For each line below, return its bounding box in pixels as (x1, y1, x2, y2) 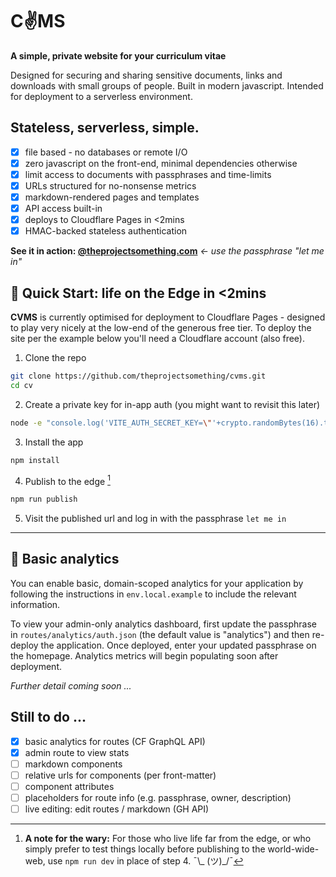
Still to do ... (10, 709, 87, 726)
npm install (10, 455, 60, 465)
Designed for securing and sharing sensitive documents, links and (10, 69, 283, 81)
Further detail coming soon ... (10, 679, 132, 692)
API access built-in (24, 203, 103, 215)
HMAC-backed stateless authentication (24, 225, 188, 237)
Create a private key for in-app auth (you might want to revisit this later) (24, 398, 321, 410)
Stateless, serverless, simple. (10, 119, 200, 137)
